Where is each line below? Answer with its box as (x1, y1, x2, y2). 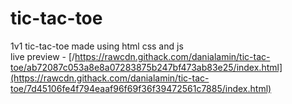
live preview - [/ (10, 50, 76, 62)
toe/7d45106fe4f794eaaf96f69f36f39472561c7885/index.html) (10, 82, 272, 94)
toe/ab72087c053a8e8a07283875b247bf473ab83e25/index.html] (10, 61, 283, 73)
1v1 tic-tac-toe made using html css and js (10, 40, 184, 52)
